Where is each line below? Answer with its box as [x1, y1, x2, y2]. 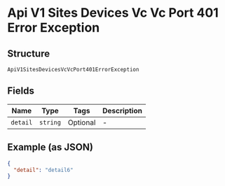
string [39, 118, 62, 127]
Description [102, 106, 142, 115]
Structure [7, 48, 50, 59]
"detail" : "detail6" [13, 166, 74, 173]
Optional [67, 117, 96, 127]
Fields [7, 85, 35, 97]
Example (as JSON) [7, 141, 93, 153]
